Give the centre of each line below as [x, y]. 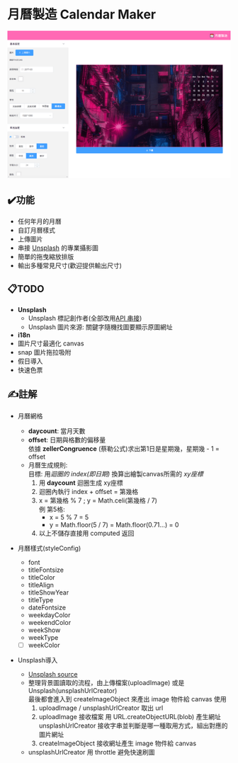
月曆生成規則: [48, 465]
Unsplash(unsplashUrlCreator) [73, 690]
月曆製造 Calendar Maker [82, 15]
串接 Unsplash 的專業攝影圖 [58, 248]
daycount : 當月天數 [57, 431]
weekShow [44, 630]
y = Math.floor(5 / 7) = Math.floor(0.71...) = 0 [114, 524]
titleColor [41, 577]
